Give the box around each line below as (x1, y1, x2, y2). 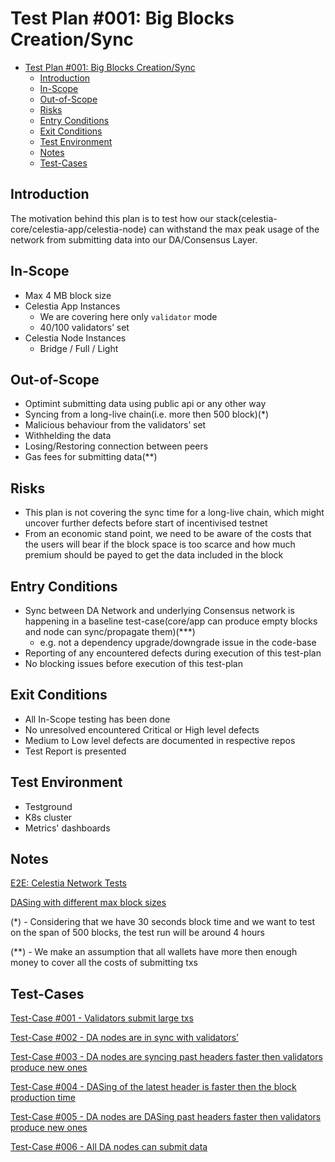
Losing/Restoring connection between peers (24, 440, 209, 452)
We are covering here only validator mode (39, 310, 218, 322)
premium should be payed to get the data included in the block (24, 549, 284, 561)
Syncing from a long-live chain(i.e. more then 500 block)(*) (24, 408, 270, 421)
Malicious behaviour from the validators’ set (24, 419, 207, 431)
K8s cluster (24, 811, 73, 823)
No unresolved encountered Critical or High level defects (24, 723, 260, 736)
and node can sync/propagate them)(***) (24, 626, 196, 637)
